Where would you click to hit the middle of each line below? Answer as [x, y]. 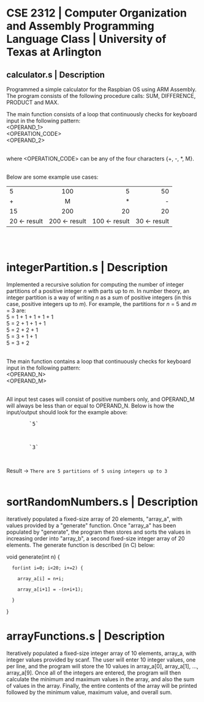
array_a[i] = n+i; [41, 578]
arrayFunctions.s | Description [86, 636]
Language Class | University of [86, 39]
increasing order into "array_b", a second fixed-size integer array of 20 [96, 538]
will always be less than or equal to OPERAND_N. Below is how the [90, 405]
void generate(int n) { [33, 556]
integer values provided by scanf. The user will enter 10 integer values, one [101, 659]
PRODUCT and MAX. [33, 102]
